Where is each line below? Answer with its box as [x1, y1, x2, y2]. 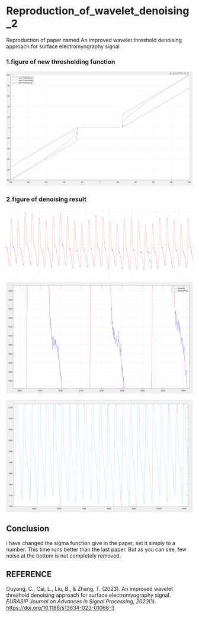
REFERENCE [6, 569, 52, 580]
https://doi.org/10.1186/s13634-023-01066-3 [6, 604, 115, 611]
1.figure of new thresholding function [6, 58, 115, 66]
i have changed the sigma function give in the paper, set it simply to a [6, 539, 176, 546]
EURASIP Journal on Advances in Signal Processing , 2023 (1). [6, 597, 156, 605]
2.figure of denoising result [6, 195, 87, 203]
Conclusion [6, 524, 50, 534]
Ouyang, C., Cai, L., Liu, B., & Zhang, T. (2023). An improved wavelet [6, 585, 174, 592]
